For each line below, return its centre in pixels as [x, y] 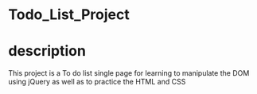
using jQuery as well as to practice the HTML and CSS [97, 82]
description [47, 51]
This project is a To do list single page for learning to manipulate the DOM [129, 73]
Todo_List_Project [69, 15]
